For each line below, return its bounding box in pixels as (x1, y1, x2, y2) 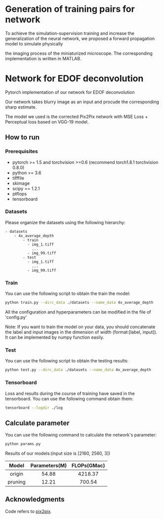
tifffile (12, 175, 25, 181)
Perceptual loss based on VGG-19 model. (5, 119, 89, 124)
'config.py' (5, 315, 27, 320)
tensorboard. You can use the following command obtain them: (5, 396, 133, 401)
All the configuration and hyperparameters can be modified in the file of (5, 309, 152, 315)
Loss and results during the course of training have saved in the (5, 390, 135, 396)
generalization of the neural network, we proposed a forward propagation (5, 36, 155, 41)
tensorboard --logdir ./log (5, 405, 63, 410)
